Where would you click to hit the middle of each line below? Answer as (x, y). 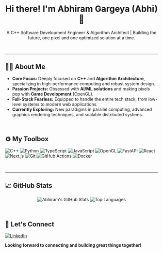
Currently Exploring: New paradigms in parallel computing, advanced (82, 109)
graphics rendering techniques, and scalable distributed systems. (77, 114)
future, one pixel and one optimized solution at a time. (81, 38)
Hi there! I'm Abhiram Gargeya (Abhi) (81, 9)
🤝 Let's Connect (30, 224)
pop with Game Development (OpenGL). (53, 94)
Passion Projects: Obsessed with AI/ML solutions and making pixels (81, 89)
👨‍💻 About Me (25, 67)
